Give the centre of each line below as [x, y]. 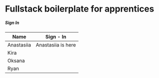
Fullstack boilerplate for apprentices [79, 9]
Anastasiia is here [56, 45]
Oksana [16, 61]
